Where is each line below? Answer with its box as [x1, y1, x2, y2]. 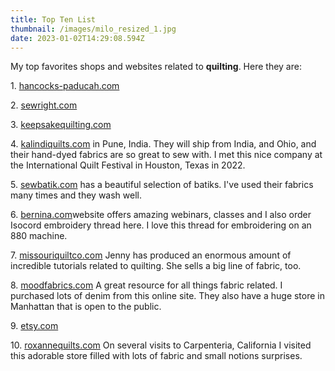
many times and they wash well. [10, 189, 143, 201]
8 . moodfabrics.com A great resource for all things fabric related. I [10, 279, 283, 291]
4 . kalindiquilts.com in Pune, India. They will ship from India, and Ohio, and [10, 138, 317, 150]
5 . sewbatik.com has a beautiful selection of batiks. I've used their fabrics [10, 179, 314, 191]
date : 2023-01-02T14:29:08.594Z [10, 33, 145, 43]
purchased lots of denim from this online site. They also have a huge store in [10, 290, 326, 302]
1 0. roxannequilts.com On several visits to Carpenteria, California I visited [10, 339, 312, 351]
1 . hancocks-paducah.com [10, 80, 120, 92]
